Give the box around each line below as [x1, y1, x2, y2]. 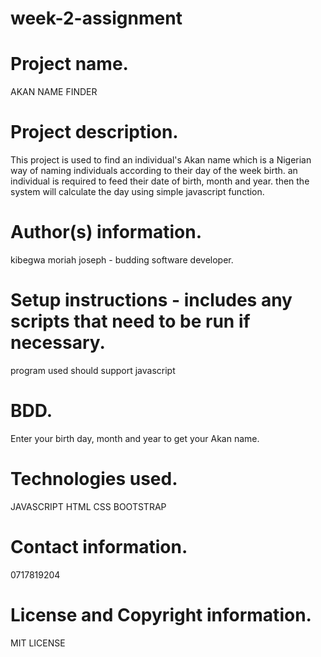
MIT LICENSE [10, 637, 66, 649]
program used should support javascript [10, 364, 176, 376]
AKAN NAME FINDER [10, 86, 98, 98]
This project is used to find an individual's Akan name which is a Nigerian [10, 154, 312, 166]
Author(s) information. [10, 221, 203, 244]
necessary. [10, 332, 106, 354]
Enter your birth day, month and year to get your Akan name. [10, 432, 260, 444]
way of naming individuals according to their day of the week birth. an [10, 165, 298, 177]
